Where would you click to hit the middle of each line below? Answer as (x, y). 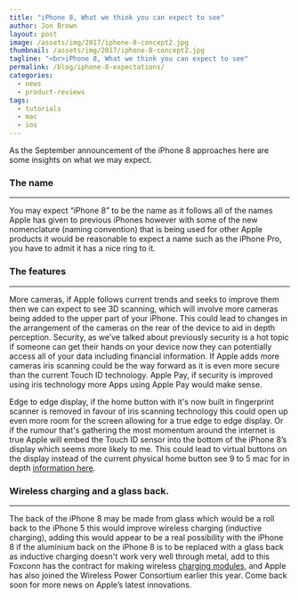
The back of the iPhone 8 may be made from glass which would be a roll (142, 518)
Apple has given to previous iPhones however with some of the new (133, 220)
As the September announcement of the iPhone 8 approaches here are (139, 150)
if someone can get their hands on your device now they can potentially (141, 346)
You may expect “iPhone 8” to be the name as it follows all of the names (141, 211)
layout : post (33, 34)
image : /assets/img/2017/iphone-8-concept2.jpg (99, 42)
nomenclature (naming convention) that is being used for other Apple (136, 230)
